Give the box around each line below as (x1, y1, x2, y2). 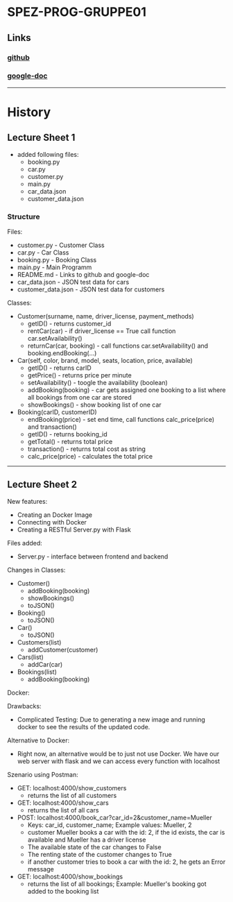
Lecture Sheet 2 (7, 479, 78, 491)
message (27, 865, 54, 873)
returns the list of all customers (27, 791, 117, 799)
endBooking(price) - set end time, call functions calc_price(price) (27, 416, 215, 424)
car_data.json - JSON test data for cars (17, 278, 130, 287)
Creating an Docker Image (17, 511, 92, 519)
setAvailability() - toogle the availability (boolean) (27, 379, 168, 387)
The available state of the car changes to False (27, 842, 162, 851)
